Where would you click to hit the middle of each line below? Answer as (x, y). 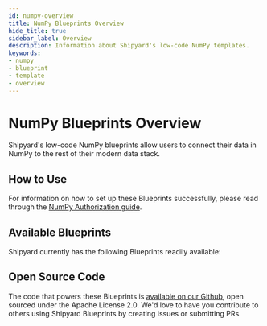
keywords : (25, 53)
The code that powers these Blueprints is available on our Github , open (126, 296)
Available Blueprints (60, 232)
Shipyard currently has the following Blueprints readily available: (115, 252)
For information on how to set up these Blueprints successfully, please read (133, 199)
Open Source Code (57, 277)
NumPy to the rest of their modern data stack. (84, 154)
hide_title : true (37, 31)
